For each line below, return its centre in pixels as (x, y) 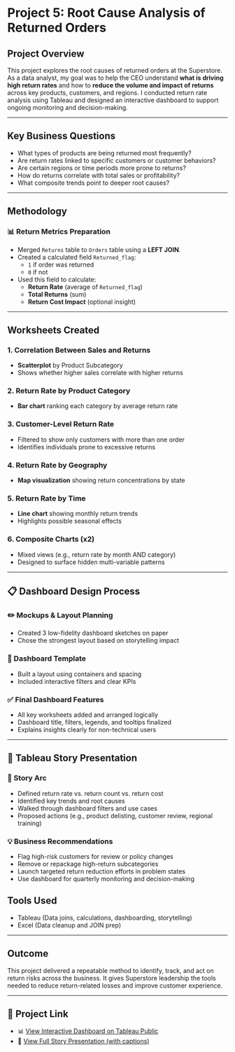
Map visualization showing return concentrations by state (101, 480)
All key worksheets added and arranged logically (88, 715)
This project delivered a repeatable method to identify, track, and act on (111, 970)
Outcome (28, 954)
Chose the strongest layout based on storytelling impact (98, 640)
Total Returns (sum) (57, 294)
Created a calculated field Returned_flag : (77, 257)
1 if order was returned (61, 265)
